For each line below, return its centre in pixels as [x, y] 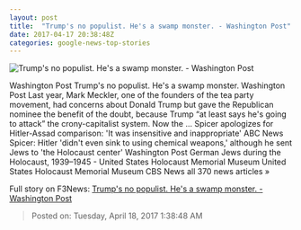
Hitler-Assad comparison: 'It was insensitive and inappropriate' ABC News [146, 133]
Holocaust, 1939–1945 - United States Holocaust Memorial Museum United [148, 162]
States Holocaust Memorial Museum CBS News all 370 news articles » [140, 172]
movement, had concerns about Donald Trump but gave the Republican [142, 105]
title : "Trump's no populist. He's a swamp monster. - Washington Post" [150, 26]
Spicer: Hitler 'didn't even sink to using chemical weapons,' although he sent [151, 143]
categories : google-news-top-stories [80, 43]
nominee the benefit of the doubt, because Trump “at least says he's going [148, 114]
